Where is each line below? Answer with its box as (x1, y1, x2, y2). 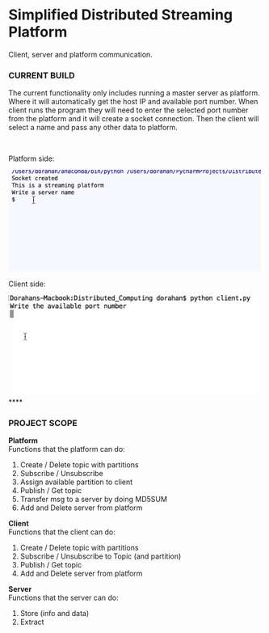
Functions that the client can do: (8, 527, 116, 537)
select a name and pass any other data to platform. (8, 123, 178, 133)
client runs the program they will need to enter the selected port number (8, 105, 249, 115)
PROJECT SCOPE (8, 417, 78, 428)
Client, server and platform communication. (8, 49, 153, 59)
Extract (19, 617, 44, 627)
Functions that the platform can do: (8, 445, 125, 454)
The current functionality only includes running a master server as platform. (8, 88, 260, 98)
